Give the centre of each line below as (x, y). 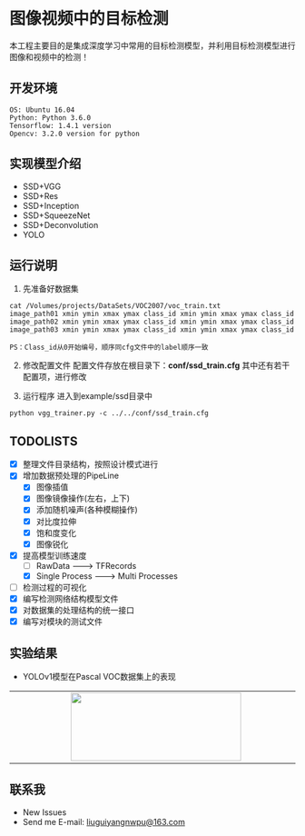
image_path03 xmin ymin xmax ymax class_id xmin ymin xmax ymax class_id (152, 330)
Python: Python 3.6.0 (50, 118)
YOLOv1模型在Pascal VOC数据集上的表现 (99, 676)
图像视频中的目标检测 (89, 19)
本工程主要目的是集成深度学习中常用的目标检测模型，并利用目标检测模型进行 (152, 45)
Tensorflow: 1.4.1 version (60, 125)
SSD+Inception (51, 205)
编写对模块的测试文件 (62, 622)
